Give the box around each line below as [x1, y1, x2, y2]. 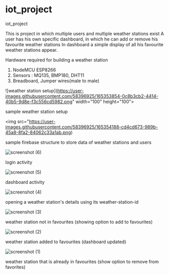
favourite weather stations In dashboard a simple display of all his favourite [5, 41, 164, 47]
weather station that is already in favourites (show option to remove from [5, 258, 159, 265]
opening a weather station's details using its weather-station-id [5, 199, 139, 205]
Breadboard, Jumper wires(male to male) [12, 77, 100, 84]
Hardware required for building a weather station [5, 56, 109, 63]
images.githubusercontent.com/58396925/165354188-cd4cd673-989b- [5, 124, 158, 130]
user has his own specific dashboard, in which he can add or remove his [5, 36, 158, 42]
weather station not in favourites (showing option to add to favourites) [5, 219, 153, 225]
